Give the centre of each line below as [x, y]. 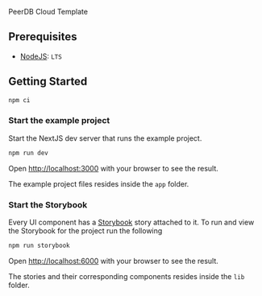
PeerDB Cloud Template [48, 12]
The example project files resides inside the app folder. [99, 183]
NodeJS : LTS [41, 56]
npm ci [19, 100]
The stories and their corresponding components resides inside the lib [127, 276]
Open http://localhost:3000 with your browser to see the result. [114, 168]
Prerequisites [43, 37]
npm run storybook [39, 245]
